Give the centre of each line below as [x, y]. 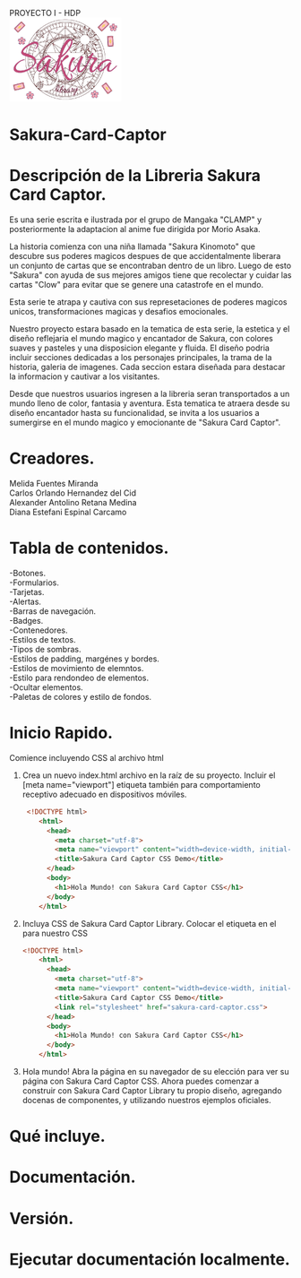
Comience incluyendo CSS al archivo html [86, 757]
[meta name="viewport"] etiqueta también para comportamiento [142, 784]
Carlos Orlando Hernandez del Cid [73, 493]
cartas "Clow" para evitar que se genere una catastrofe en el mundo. [137, 285]
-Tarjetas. [27, 592]
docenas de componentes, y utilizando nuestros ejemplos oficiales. [146, 1101]
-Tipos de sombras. [45, 649]
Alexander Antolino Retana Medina [73, 503]
